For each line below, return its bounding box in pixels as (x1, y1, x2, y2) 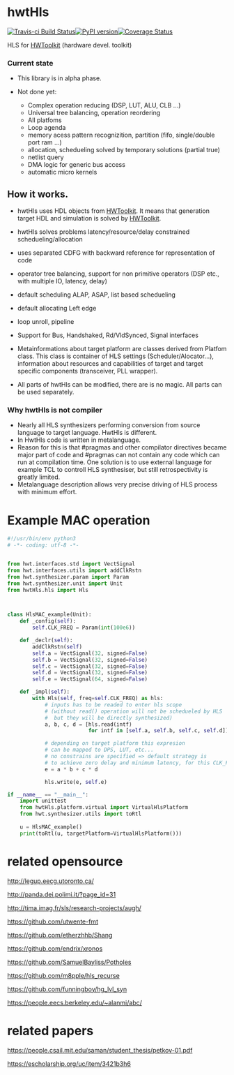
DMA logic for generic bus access (27, 161, 125, 169)
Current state (7, 58, 54, 68)
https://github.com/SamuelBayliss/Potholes (7, 958, 132, 966)
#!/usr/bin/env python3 (7, 535, 77, 542)
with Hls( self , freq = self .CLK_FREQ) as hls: (32, 695, 164, 702)
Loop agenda (27, 124, 66, 132)
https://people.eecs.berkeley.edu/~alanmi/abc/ (7, 998, 143, 1007)
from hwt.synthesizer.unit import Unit (7, 580, 123, 587)
